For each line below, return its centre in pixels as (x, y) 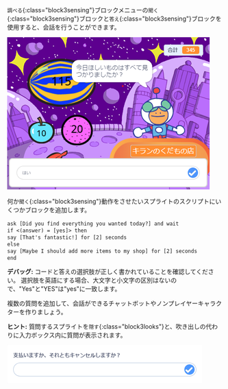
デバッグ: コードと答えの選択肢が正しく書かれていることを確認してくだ (108, 272)
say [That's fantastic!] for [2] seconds (67, 237)
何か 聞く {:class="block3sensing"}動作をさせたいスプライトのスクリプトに (111, 201)
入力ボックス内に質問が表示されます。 (73, 335)
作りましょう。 (46, 312)
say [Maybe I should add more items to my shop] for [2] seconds (102, 251)
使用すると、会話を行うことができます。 (64, 27)
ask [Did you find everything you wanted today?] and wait (93, 224)
